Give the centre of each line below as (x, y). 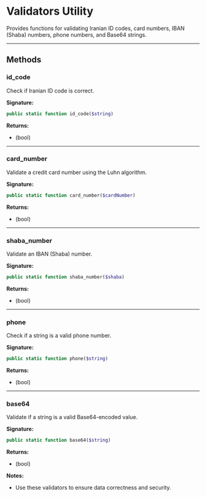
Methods (24, 60)
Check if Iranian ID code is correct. (50, 91)
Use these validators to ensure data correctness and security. (93, 488)
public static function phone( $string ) (57, 359)
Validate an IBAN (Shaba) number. (49, 254)
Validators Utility (50, 11)
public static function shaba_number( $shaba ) (65, 277)
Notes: (15, 476)
